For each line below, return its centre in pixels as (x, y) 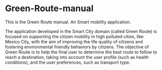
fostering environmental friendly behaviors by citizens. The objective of (77, 47)
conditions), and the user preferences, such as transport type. (68, 62)
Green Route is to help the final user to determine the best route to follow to (81, 52)
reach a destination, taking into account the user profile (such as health (77, 57)
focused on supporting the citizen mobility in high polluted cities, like (74, 36)
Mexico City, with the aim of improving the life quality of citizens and (74, 41)
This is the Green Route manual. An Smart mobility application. (68, 22)
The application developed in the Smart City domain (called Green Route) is (81, 31)
